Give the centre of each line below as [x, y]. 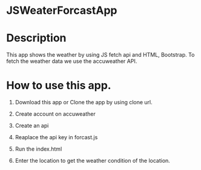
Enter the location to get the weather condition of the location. [93, 161]
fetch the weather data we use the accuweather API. [72, 61]
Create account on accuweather [55, 114]
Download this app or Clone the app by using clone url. [84, 102]
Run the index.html [38, 149]
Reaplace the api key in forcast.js [56, 137]
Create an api [32, 126]
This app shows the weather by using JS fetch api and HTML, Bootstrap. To [100, 55]
